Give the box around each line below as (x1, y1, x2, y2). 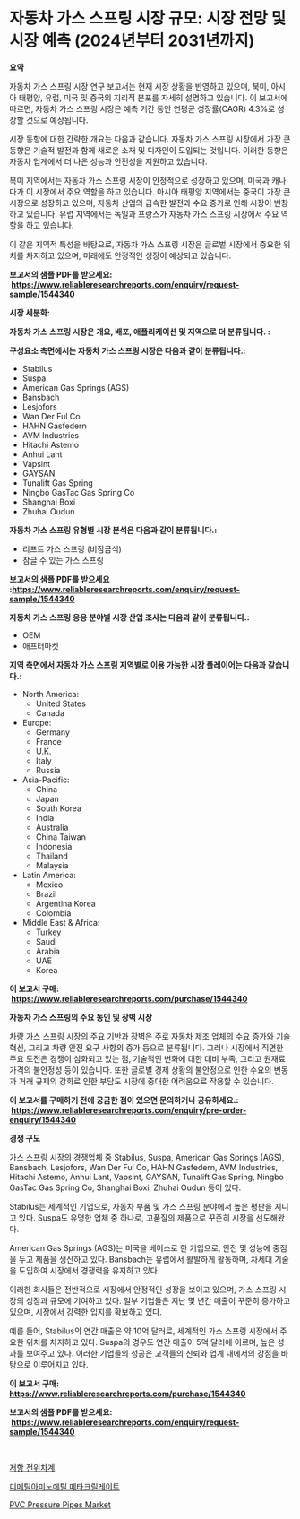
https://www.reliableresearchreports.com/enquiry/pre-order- (11, 1104, 247, 1116)
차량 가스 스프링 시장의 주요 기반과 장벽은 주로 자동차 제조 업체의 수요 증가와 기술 (9, 1031, 291, 1041)
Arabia (35, 945, 61, 956)
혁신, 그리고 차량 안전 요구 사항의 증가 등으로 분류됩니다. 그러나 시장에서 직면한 (9, 1041, 284, 1053)
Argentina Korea (35, 898, 96, 909)
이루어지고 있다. (32, 1359, 89, 1369)
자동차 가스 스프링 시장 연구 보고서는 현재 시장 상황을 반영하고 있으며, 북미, (9, 81, 270, 91)
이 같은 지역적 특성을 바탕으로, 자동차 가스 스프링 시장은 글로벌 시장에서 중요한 (9, 238, 282, 249)
